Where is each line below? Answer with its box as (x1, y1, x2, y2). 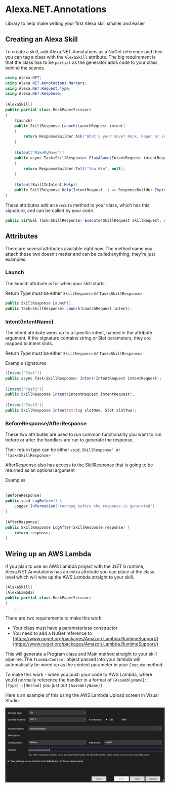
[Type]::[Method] (5, 683, 42, 689)
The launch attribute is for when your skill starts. (5, 280, 106, 286)
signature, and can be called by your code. (5, 207, 95, 214)
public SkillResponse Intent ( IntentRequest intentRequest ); (5, 392, 135, 397)
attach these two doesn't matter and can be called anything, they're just (5, 251, 155, 257)
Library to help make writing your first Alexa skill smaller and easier (5, 20, 145, 26)
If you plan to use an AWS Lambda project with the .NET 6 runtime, (5, 563, 145, 569)
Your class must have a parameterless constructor (12, 625, 118, 631)
